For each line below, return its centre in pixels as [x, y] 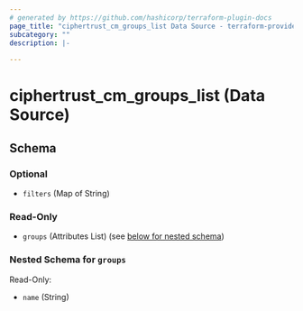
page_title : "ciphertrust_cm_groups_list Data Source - [116, 26]
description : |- [40, 43]
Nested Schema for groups [68, 260]
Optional [28, 174]
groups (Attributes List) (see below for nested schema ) [124, 236]
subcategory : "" [40, 34]
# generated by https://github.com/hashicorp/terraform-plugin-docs [141, 18]
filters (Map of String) [66, 193]
